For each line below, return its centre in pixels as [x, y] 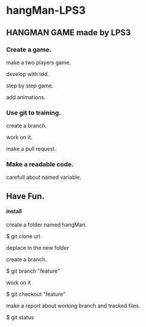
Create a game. [29, 50]
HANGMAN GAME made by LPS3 [69, 33]
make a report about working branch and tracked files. [73, 306]
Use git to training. [34, 112]
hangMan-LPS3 [46, 10]
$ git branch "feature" [33, 271]
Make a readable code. [40, 164]
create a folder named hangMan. [46, 225]
